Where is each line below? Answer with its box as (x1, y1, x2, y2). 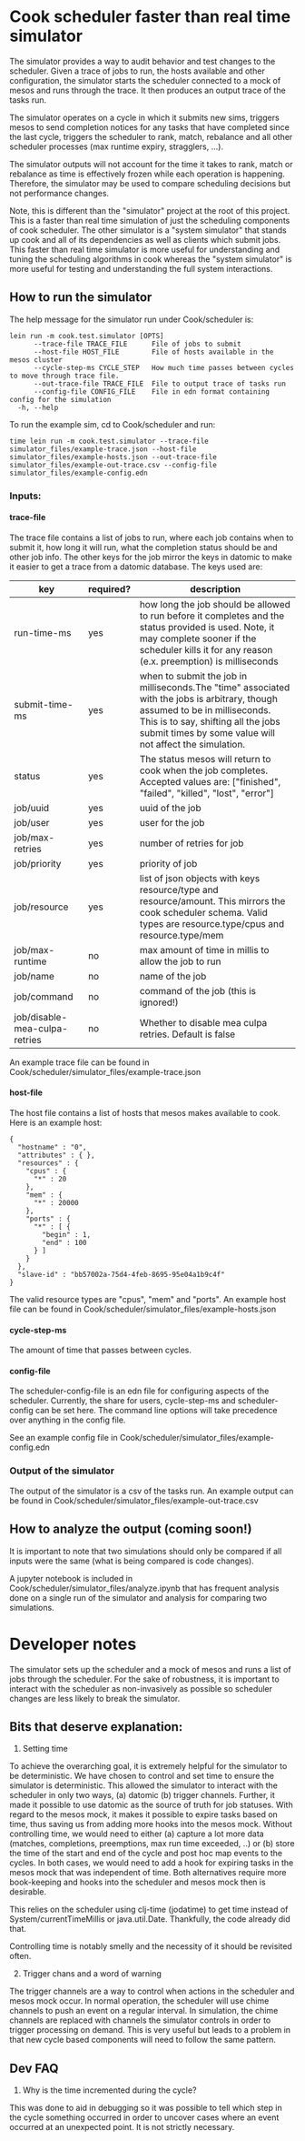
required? (87, 582, 132, 595)
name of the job (139, 970, 207, 982)
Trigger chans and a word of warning (22, 1968, 162, 1979)
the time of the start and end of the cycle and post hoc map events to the (9, 1848, 283, 1859)
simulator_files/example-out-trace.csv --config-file (9, 460, 218, 469)
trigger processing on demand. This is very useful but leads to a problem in (9, 2025, 291, 2035)
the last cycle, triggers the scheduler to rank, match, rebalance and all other (9, 131, 293, 142)
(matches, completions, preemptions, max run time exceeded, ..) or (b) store (9, 1838, 295, 1849)
